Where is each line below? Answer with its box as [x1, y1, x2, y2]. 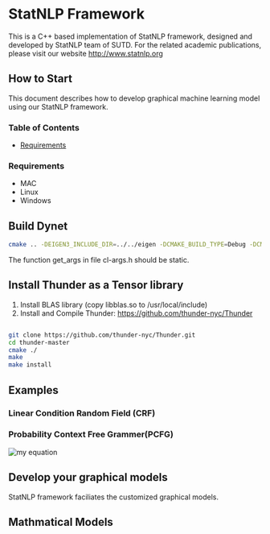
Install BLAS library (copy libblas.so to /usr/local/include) [19, 300, 208, 309]
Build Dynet [8, 219, 68, 233]
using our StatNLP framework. [8, 101, 108, 111]
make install [8, 361, 52, 369]
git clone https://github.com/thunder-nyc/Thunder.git [8, 331, 196, 339]
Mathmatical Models [8, 515, 114, 529]
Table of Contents [8, 122, 80, 133]
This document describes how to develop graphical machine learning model [8, 93, 260, 103]
